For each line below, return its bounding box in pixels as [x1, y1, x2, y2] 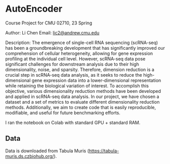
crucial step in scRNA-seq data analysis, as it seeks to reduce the [5, 72, 142, 78]
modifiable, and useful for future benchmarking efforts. [5, 110, 121, 116]
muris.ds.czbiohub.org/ [5, 153, 54, 159]
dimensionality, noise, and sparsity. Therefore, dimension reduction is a [5, 67, 155, 73]
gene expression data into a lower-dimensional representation [31, 77, 161, 83]
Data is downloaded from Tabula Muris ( [5, 148, 89, 154]
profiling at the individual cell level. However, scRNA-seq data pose [5, 55, 146, 61]
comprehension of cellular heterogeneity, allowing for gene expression [5, 50, 153, 56]
